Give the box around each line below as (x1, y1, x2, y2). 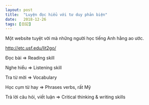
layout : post (5, 7, 33, 13)
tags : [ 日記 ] (5, 21, 31, 27)
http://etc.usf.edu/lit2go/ (5, 45, 57, 51)
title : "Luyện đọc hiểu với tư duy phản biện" (5, 12, 108, 17)
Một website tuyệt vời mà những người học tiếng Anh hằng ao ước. (5, 35, 144, 41)
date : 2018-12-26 (5, 17, 47, 22)
